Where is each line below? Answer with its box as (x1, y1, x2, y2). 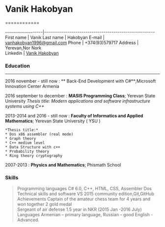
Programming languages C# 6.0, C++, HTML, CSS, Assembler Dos (17, 185, 152, 191)
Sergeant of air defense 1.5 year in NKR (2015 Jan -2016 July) (17, 206, 142, 212)
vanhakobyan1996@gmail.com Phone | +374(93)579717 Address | (5, 39, 139, 45)
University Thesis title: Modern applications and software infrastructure (5, 98, 151, 104)
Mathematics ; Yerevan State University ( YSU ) (5, 118, 101, 124)
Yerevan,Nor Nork (5, 45, 42, 51)
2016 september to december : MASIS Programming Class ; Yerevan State (5, 93, 156, 99)
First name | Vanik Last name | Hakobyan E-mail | (5, 34, 105, 40)
